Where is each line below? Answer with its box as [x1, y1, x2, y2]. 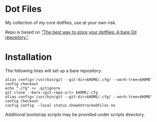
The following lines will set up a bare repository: [5, 68, 102, 73]
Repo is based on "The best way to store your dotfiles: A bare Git [5, 29, 137, 35]
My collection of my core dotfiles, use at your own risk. [5, 20, 117, 25]
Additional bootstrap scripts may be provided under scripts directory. [5, 111, 145, 117]
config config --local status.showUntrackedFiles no [5, 103, 116, 108]
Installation [5, 51, 52, 63]
